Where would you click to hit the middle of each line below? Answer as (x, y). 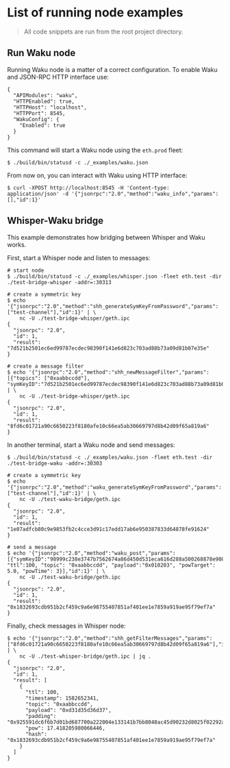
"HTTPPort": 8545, (40, 113)
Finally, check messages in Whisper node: (66, 626)
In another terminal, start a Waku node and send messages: (91, 445)
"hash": (36, 734)
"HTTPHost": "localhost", (50, 107)
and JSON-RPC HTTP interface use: (58, 77)
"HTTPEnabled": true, (44, 101)
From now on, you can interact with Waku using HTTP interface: (97, 175)
